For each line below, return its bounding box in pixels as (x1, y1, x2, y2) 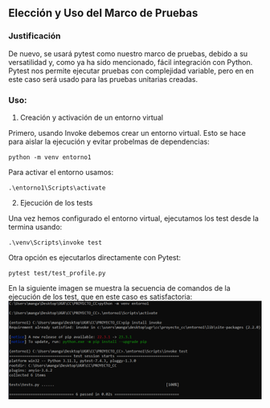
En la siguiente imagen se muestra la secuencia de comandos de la (8, 283, 231, 292)
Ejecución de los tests (19, 198, 93, 207)
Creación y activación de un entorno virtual (19, 112, 163, 122)
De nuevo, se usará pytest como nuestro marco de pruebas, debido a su (8, 48, 248, 59)
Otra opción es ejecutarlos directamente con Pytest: (8, 252, 182, 262)
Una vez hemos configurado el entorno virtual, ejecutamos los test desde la (8, 213, 260, 223)
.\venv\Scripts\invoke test (8, 239, 103, 247)
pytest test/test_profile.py (8, 269, 106, 277)
